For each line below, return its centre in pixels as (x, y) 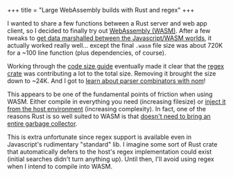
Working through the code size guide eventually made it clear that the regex (115, 66)
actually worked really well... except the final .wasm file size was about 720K (115, 45)
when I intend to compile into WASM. (60, 166)
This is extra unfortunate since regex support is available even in (100, 137)
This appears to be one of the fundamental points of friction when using (110, 94)
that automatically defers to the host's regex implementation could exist (110, 152)
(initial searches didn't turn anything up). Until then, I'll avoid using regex (111, 159)
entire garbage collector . (42, 123)
